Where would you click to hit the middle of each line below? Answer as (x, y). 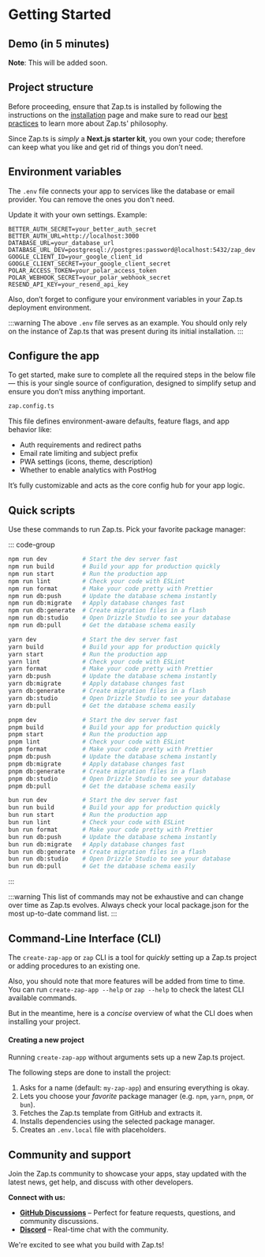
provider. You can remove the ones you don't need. (91, 199)
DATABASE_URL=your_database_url (61, 243)
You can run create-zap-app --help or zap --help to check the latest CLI (126, 989)
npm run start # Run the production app (88, 574)
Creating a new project (46, 1040)
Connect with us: (37, 1197)
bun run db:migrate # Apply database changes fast (97, 844)
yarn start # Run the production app (88, 654)
